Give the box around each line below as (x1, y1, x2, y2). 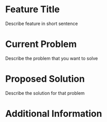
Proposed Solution (5, 73, 85, 85)
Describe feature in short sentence (5, 20, 78, 27)
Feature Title (5, 4, 60, 15)
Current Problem (5, 38, 77, 50)
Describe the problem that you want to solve (5, 55, 98, 61)
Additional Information (5, 108, 102, 119)
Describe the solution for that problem (5, 90, 85, 96)
